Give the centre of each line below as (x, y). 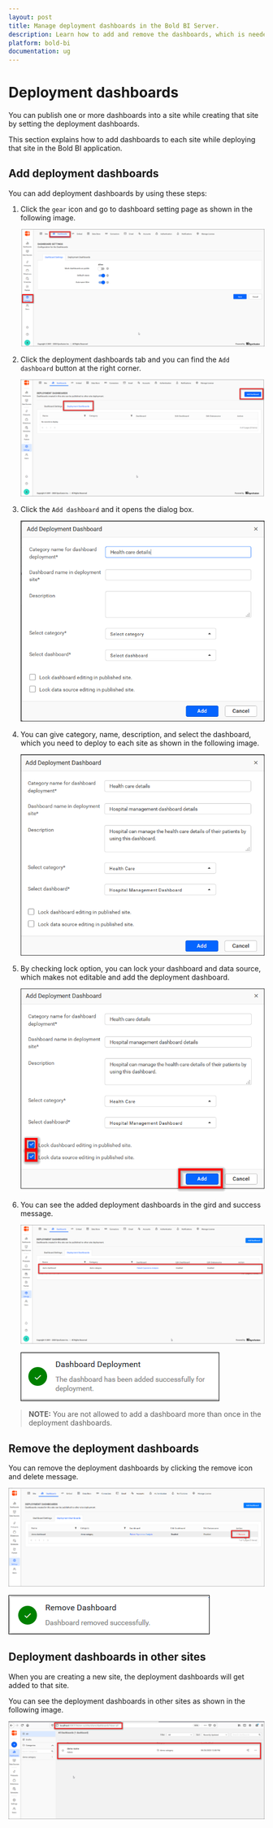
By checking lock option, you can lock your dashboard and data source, (141, 968)
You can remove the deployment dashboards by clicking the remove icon (131, 1468)
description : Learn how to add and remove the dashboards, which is (127, 34)
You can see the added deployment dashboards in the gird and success (141, 1205)
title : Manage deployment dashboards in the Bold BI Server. (114, 26)
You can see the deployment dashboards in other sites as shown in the (127, 1701)
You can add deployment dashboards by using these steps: (108, 193)
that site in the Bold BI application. (65, 148)
